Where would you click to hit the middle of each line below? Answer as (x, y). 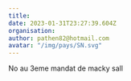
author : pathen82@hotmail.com (59, 38)
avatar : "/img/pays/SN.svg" (55, 46)
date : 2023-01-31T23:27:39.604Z (62, 23)
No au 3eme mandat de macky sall (65, 68)
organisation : (32, 30)
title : (19, 16)
